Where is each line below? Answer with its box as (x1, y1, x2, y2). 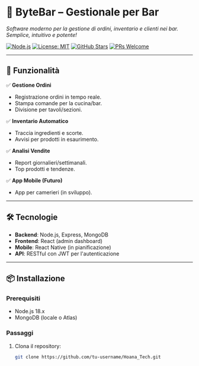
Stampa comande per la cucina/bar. (14, 99, 102, 106)
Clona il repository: (14, 342, 61, 349)
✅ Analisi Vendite (6, 147, 50, 154)
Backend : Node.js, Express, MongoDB (14, 231, 108, 238)
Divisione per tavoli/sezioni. (14, 106, 82, 113)
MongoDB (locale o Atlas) (14, 314, 78, 321)
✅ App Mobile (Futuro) (6, 176, 63, 184)
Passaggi (6, 329, 34, 337)
